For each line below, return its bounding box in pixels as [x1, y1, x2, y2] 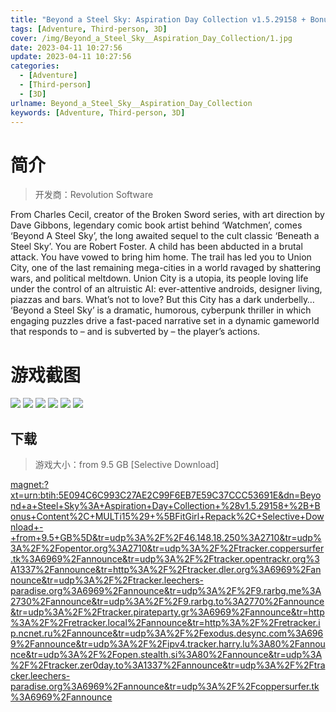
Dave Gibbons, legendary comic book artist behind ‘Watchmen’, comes [10, 219, 303, 231]
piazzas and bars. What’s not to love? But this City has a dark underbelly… [10, 294, 315, 306]
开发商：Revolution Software [34, 189, 154, 201]
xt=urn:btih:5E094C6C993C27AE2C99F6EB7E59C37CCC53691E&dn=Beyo [10, 489, 322, 501]
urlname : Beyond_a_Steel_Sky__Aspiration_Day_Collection [10, 98, 253, 108]
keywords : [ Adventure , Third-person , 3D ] [10, 107, 186, 118]
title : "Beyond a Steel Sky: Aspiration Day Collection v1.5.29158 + [10, 14, 307, 25]
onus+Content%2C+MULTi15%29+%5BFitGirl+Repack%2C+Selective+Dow [10, 511, 325, 523]
